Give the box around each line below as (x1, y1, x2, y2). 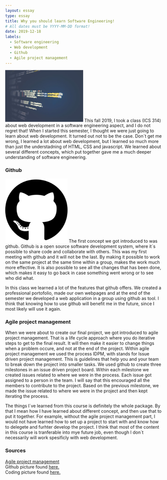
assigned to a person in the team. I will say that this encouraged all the (5, 377, 150, 383)
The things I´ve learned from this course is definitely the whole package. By (5, 403, 161, 409)
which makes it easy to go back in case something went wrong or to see (5, 270, 154, 276)
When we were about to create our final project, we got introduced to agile (5, 329, 159, 336)
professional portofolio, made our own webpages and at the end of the (5, 290, 151, 296)
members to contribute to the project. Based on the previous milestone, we (5, 383, 159, 389)
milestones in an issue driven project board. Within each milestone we (5, 367, 149, 373)
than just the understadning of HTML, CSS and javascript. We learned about (5, 144, 162, 150)
